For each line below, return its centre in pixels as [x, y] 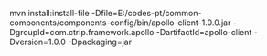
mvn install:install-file [49, 13]
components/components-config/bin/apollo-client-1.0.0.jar [120, 23]
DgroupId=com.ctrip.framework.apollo [82, 32]
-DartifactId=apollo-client [204, 32]
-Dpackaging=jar [100, 42]
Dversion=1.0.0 [38, 42]
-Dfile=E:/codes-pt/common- [146, 13]
